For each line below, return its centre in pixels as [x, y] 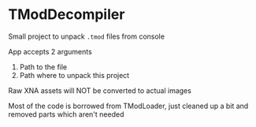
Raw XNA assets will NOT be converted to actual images [100, 90]
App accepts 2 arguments [50, 51]
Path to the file [43, 67]
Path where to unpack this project [74, 75]
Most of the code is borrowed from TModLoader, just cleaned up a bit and [128, 106]
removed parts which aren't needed [66, 114]
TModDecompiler [67, 15]
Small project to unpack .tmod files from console [87, 36]
